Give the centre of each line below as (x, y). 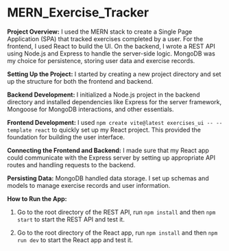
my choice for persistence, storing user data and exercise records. (101, 60)
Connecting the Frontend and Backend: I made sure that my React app (108, 150)
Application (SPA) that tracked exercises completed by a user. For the (105, 38)
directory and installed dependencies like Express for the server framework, (114, 101)
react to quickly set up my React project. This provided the (118, 130)
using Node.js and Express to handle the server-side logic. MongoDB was (111, 53)
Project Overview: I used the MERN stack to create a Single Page (100, 32)
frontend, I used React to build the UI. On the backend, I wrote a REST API (111, 46)
